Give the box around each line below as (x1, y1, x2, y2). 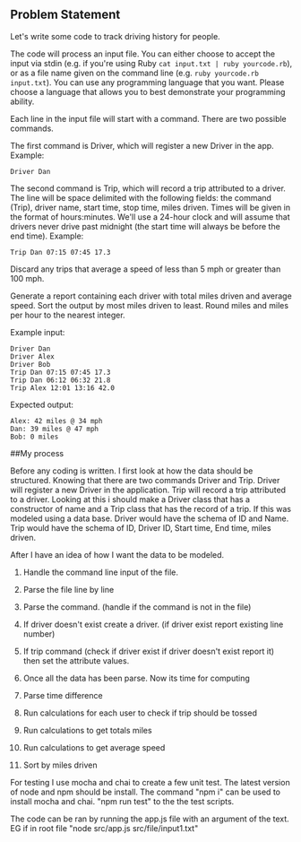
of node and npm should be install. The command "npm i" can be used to (10, 786, 281, 797)
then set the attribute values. (22, 655, 130, 666)
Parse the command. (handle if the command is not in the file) (22, 601, 252, 612)
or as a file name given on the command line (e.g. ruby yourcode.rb (10, 67, 259, 78)
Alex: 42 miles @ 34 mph (10, 416, 103, 425)
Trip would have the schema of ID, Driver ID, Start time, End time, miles (10, 522, 271, 533)
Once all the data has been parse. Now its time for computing (22, 673, 250, 683)
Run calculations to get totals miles (22, 725, 152, 735)
